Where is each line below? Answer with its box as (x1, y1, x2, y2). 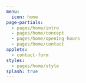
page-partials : (6, 19, 44, 25)
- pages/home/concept (11, 30, 65, 36)
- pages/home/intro (11, 25, 59, 31)
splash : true (6, 68, 38, 74)
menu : (6, 8, 19, 15)
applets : (6, 47, 28, 53)
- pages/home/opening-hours (11, 36, 81, 41)
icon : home (11, 14, 38, 20)
